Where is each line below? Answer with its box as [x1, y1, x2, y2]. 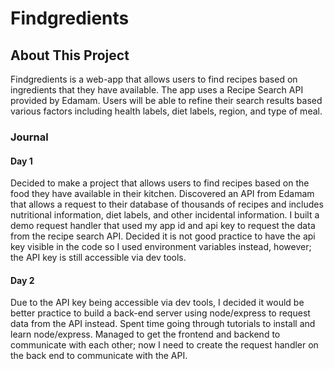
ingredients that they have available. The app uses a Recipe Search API [10, 84, 304, 96]
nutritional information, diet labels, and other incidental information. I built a [10, 209, 320, 221]
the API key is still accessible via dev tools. [10, 252, 187, 264]
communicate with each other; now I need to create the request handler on [10, 339, 319, 351]
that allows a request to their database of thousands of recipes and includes [10, 198, 324, 211]
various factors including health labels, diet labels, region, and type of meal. [10, 105, 323, 117]
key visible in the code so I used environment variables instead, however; [10, 241, 312, 253]
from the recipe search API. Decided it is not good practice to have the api [10, 230, 316, 242]
